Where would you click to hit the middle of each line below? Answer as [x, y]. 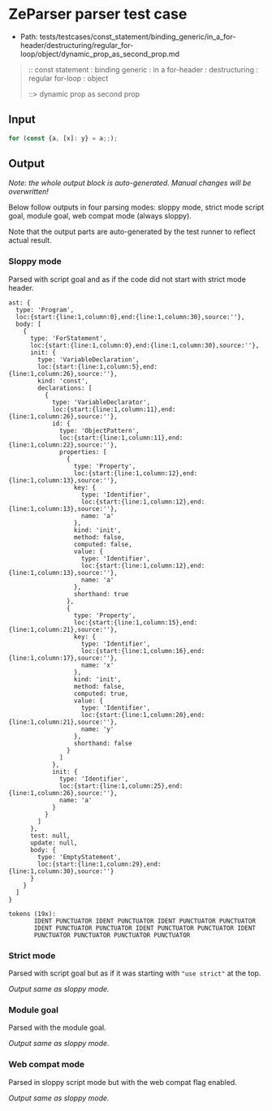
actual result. [30, 240]
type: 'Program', [45, 309]
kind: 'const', [63, 381]
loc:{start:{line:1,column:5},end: [98, 366]
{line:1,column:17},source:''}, [63, 658]
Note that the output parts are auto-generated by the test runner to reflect [132, 231]
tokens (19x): [32, 914]
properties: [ [83, 452]
